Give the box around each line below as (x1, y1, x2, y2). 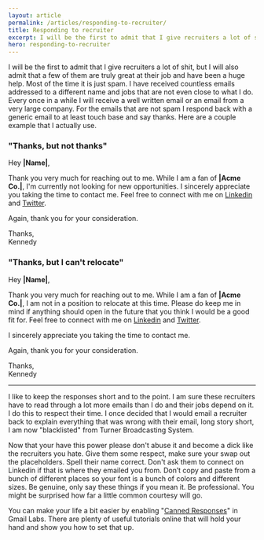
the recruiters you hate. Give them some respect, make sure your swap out (8, 449, 251, 458)
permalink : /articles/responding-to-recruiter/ (8, 19, 167, 27)
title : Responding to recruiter (8, 26, 114, 34)
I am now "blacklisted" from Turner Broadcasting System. (8, 425, 195, 435)
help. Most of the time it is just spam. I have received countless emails (8, 79, 236, 89)
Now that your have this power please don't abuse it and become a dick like (8, 440, 254, 450)
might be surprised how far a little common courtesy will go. (8, 490, 203, 500)
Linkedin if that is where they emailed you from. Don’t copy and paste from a (8, 465, 256, 475)
